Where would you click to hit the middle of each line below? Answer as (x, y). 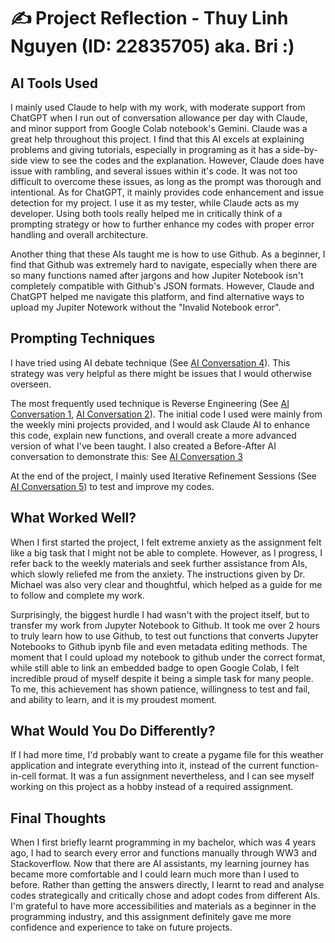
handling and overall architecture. (79, 234)
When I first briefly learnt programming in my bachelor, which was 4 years (163, 842)
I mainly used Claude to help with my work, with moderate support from (158, 107)
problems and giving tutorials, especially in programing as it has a (145, 149)
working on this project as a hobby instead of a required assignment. (152, 787)
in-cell (23, 776)
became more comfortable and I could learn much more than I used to (155, 874)
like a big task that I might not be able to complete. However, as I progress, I (166, 552)
